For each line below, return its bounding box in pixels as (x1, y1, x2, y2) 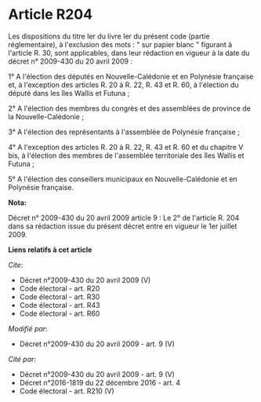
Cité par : (8, 354, 37, 364)
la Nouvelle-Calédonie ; (8, 111, 85, 121)
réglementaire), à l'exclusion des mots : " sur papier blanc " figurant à (8, 39, 233, 49)
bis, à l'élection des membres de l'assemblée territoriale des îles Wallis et (8, 151, 245, 160)
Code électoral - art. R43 (19, 300, 100, 309)
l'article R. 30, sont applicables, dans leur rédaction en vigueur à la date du (8, 48, 250, 57)
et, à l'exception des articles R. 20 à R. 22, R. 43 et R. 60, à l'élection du (8, 80, 239, 90)
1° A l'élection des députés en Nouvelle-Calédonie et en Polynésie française (8, 71, 254, 81)
